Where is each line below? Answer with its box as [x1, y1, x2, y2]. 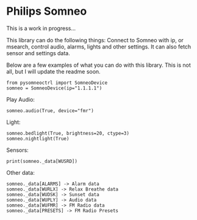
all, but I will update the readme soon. [6, 67, 101, 75]
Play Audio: [6, 96, 35, 103]
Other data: [6, 169, 35, 176]
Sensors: [6, 146, 29, 154]
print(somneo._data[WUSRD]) [6, 158, 78, 164]
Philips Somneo [6, 4, 87, 18]
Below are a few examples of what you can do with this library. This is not [6, 61, 191, 69]
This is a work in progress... [6, 25, 76, 32]
